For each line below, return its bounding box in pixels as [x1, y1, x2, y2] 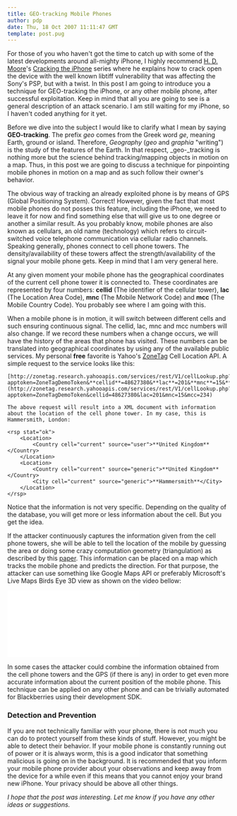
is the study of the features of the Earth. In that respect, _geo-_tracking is [7, 146, 221, 154]
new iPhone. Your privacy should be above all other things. [7, 779, 178, 788]
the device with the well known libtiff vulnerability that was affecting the [7, 72, 216, 81]
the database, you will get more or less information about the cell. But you [7, 510, 222, 519]
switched [7, 235, 34, 243]
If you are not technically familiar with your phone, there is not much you [7, 726, 218, 735]
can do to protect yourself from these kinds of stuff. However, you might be [7, 734, 226, 743]
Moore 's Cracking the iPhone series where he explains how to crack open [7, 64, 222, 73]
